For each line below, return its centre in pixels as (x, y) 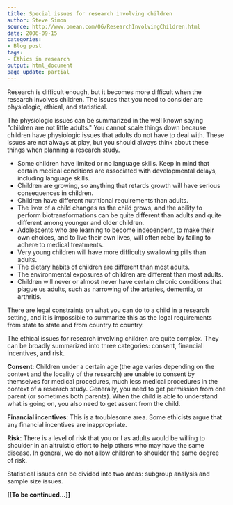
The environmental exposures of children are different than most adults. (120, 274)
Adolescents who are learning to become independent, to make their (115, 230)
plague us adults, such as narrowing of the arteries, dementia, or (110, 289)
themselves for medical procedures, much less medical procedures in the (112, 381)
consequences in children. (55, 193)
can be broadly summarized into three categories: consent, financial (105, 345)
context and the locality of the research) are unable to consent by (101, 374)
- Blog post (24, 46)
